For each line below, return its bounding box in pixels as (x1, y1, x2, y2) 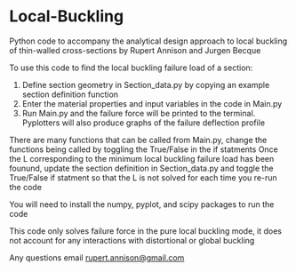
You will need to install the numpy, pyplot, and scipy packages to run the (9, 198, 275, 210)
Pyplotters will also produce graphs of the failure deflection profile (21, 117, 265, 128)
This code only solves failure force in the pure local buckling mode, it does (9, 225, 283, 236)
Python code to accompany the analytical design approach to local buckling (9, 36, 288, 46)
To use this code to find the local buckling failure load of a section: (9, 62, 253, 73)
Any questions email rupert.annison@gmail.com (9, 252, 185, 263)
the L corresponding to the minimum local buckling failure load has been (9, 153, 275, 164)
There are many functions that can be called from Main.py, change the (9, 134, 268, 145)
